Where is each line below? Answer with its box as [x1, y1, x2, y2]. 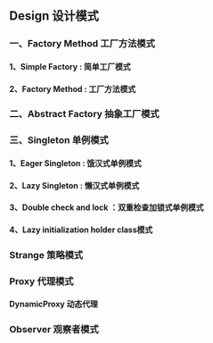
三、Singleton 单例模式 [9, 134, 109, 146]
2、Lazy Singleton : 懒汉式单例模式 [9, 180, 140, 190]
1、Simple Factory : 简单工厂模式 [9, 61, 131, 71]
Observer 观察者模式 [9, 323, 100, 336]
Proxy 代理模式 [9, 275, 74, 288]
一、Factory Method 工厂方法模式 [9, 38, 156, 50]
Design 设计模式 [9, 8, 100, 24]
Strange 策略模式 [9, 248, 84, 261]
